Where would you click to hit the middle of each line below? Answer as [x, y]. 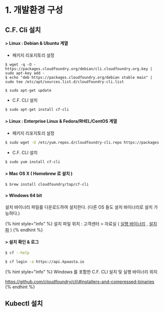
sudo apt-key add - [25, 73]
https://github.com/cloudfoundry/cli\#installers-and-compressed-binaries [80, 281]
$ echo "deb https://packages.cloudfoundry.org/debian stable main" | [79, 77]
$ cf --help [17, 253]
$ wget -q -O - [21, 65]
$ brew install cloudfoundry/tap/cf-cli [47, 184]
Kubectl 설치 [24, 304]
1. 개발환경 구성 [34, 10]
